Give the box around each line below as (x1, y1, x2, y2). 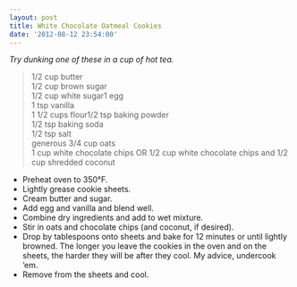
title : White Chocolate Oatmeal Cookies (9, 21, 163, 30)
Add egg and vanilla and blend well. (21, 203, 155, 214)
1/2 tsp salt (30, 129, 72, 139)
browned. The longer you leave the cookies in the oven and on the (21, 241, 267, 251)
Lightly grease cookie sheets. (21, 184, 132, 195)
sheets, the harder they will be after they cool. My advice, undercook (21, 250, 276, 261)
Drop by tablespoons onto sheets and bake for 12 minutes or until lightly (21, 232, 288, 242)
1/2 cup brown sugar (30, 81, 107, 92)
